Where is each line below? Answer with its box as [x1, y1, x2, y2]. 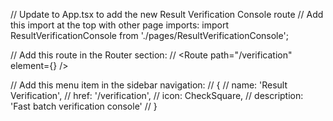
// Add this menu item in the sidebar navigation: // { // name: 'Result [10, 79, 288, 91]
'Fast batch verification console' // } [10, 100, 158, 112]
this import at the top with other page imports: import [10, 19, 230, 31]
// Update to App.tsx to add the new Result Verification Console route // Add [10, 9, 324, 20]
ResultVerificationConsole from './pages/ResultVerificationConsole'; [10, 30, 289, 41]
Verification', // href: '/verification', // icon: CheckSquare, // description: [10, 90, 304, 101]
